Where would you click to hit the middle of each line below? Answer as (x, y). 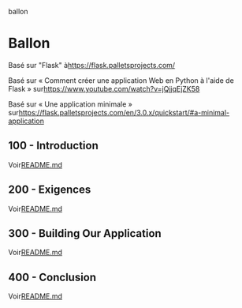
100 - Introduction (53, 146)
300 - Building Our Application (85, 233)
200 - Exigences (50, 190)
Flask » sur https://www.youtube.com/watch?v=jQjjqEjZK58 (104, 88)
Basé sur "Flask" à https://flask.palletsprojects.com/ (92, 65)
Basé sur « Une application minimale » (70, 104)
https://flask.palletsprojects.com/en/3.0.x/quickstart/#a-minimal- (124, 112)
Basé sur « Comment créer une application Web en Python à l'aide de (121, 80)
